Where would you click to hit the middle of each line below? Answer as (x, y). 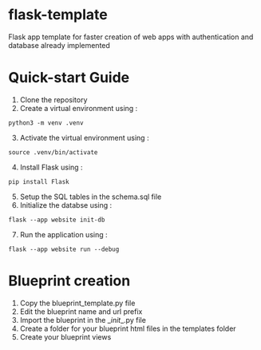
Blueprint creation (69, 281)
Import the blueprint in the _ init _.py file (83, 320)
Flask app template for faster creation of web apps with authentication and (131, 37)
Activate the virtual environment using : (84, 137)
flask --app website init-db (57, 220)
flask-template (58, 15)
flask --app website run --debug (64, 249)
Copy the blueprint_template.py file (77, 303)
